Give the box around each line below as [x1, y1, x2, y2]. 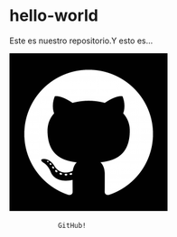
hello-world [9, 5, 99, 26]
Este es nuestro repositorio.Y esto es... [9, 35, 154, 46]
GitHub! [57, 221, 88, 230]
